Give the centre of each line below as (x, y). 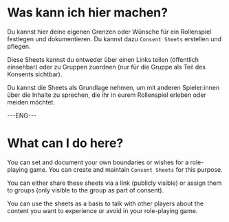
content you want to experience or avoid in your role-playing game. (102, 210)
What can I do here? (65, 143)
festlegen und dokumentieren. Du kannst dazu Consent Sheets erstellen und (115, 38)
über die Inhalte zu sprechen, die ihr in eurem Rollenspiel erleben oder (107, 95)
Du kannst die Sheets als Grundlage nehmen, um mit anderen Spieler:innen (113, 87)
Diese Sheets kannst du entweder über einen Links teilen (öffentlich (103, 59)
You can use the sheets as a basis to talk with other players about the (106, 203)
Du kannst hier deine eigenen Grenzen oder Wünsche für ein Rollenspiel (109, 32)
